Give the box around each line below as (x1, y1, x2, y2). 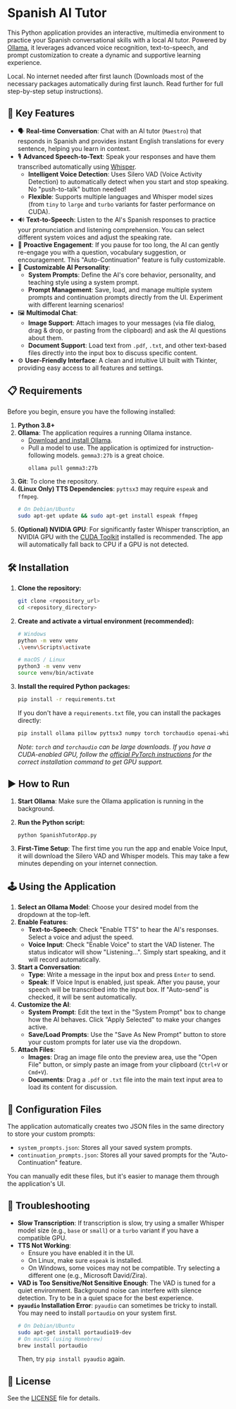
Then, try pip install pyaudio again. (17, 1355, 125, 1363)
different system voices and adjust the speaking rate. (17, 233, 173, 241)
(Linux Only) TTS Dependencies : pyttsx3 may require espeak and (17, 485, 209, 493)
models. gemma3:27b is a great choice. (56, 450, 165, 460)
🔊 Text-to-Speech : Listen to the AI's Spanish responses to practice (17, 215, 216, 224)
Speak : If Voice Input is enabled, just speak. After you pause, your (27, 978, 221, 986)
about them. (27, 333, 63, 342)
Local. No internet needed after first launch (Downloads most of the (7, 72, 204, 80)
